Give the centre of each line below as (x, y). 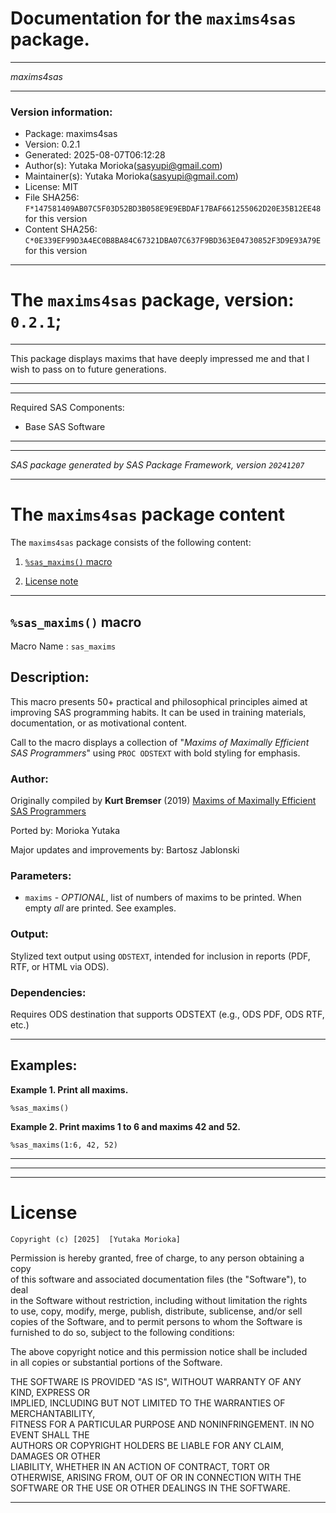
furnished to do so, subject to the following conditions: (122, 1332)
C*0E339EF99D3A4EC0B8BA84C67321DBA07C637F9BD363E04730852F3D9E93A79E (173, 241)
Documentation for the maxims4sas (153, 18)
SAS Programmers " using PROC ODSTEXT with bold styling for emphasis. (155, 753)
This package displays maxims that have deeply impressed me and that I (160, 359)
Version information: (61, 112)
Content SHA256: (61, 229)
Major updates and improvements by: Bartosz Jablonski (125, 850)
